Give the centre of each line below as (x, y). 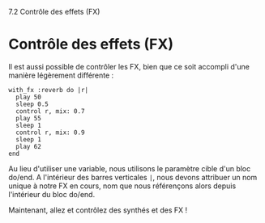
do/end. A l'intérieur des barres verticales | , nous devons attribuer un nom (133, 177)
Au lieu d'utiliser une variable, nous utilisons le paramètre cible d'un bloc (130, 168)
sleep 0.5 (32, 104)
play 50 (29, 97)
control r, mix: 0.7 (50, 111)
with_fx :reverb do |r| (49, 90)
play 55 (29, 118)
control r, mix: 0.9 (50, 133)
